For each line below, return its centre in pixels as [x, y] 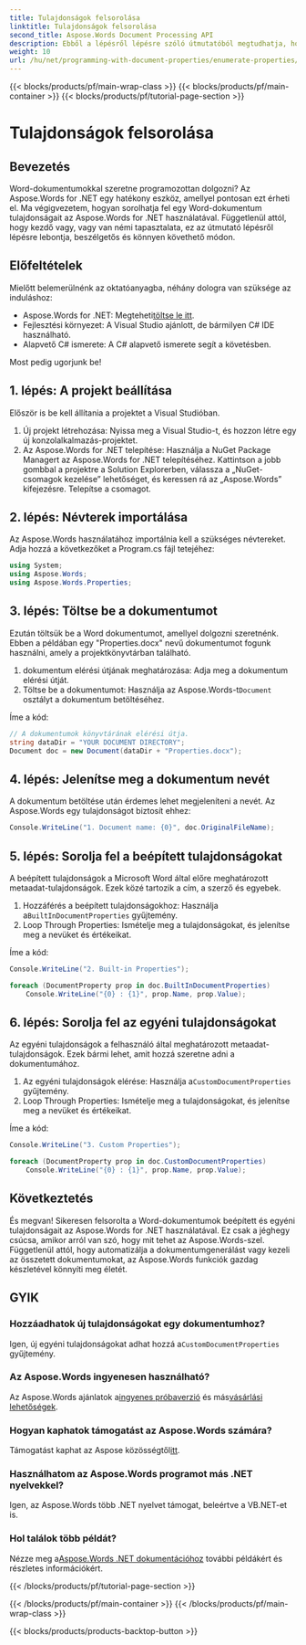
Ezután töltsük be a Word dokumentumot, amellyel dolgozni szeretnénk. [144, 633]
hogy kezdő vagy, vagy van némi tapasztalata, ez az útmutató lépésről [142, 227]
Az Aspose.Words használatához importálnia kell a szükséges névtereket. [148, 539]
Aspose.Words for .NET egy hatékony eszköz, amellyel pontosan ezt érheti [149, 198]
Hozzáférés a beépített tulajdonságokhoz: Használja [120, 906]
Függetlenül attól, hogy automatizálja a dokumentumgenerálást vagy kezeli [150, 1250]
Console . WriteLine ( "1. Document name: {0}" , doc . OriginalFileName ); [142, 828]
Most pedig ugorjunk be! [56, 362]
